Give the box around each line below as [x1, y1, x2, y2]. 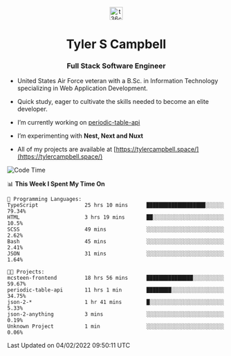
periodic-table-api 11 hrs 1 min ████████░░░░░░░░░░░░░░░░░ [7, 287, 225, 294]
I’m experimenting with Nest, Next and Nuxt [17, 132, 144, 140]
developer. [17, 105, 48, 114]
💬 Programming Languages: [7, 196, 82, 203]
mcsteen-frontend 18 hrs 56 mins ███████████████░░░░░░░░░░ [7, 274, 225, 282]
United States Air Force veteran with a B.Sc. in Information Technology [17, 77, 219, 85]
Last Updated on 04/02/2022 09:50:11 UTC [7, 341, 130, 350]
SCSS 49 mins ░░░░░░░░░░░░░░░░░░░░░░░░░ [7, 226, 225, 233]
